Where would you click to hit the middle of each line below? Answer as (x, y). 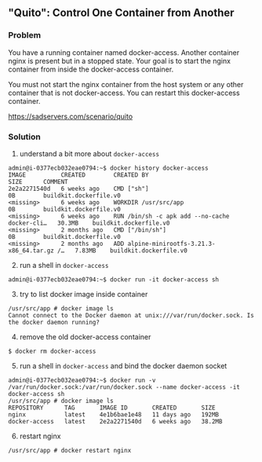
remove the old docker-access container (85, 336)
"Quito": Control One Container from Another (121, 13)
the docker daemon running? (54, 322)
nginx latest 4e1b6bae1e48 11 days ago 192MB (114, 414)
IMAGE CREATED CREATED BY (78, 175)
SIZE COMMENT (38, 181)
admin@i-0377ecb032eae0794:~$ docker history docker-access (109, 168)
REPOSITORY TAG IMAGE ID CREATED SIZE (112, 408)
